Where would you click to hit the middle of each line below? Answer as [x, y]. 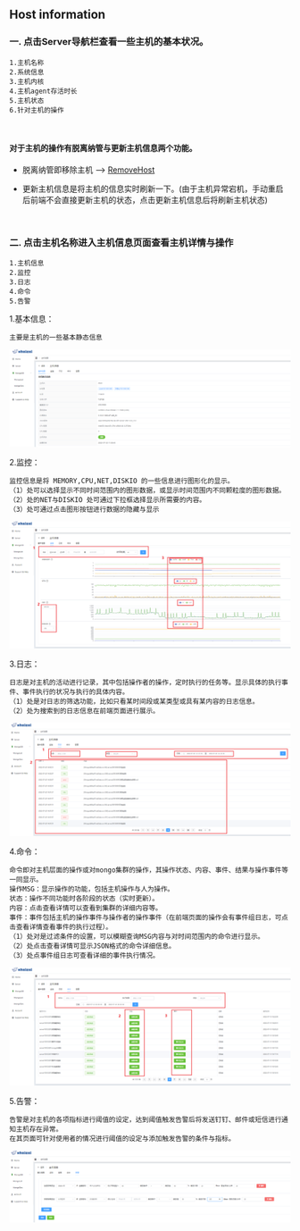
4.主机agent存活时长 [43, 91]
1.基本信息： [32, 319]
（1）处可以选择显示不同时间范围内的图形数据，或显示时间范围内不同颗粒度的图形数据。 [147, 490]
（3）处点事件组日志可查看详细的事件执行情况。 [84, 955]
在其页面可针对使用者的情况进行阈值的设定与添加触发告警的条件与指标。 [122, 1139]
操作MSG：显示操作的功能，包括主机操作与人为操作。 [92, 889]
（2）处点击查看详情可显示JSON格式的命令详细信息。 [92, 946]
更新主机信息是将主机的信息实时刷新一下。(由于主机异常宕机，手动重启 [153, 188]
